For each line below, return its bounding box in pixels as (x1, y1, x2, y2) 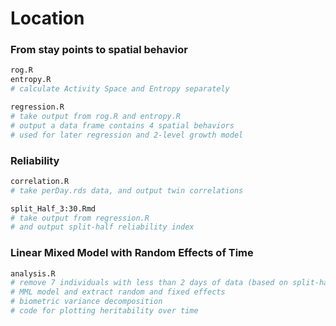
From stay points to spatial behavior (10, 43, 188, 57)
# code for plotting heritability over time (10, 306, 199, 316)
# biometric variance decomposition (10, 297, 163, 307)
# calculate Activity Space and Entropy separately (10, 84, 230, 94)
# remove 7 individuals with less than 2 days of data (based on (10, 278, 288, 288)
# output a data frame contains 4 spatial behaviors (10, 120, 235, 131)
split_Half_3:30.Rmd (10, 203, 97, 214)
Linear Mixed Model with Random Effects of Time (10, 246, 254, 260)
